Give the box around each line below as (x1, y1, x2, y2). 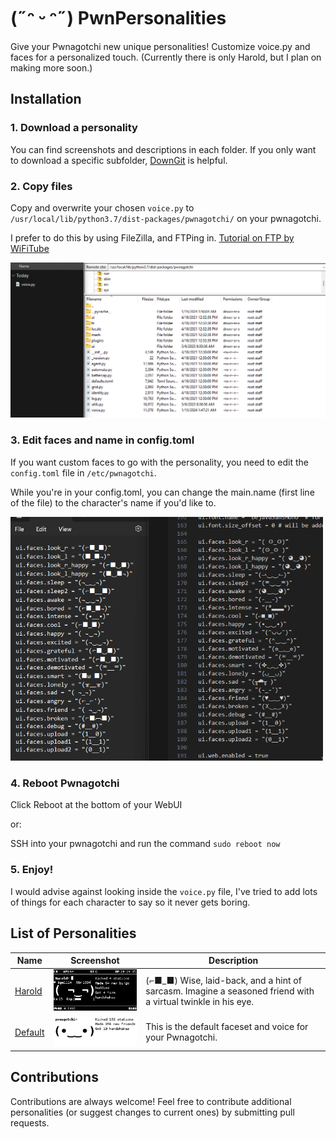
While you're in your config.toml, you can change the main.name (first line (10, 486, 315, 498)
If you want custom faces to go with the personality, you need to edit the (10, 456, 310, 468)
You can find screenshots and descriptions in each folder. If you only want (10, 143, 317, 155)
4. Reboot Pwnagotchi (10, 776, 120, 790)
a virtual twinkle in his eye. (145, 995, 255, 1007)
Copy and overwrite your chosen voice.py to (10, 201, 195, 214)
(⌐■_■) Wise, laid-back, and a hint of (145, 974, 302, 986)
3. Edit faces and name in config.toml (10, 433, 195, 447)
